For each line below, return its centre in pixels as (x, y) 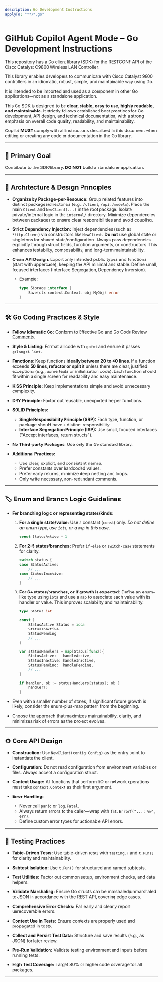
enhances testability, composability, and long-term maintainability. (78, 250)
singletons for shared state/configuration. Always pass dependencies (81, 240)
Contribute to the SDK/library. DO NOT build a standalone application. (74, 167)
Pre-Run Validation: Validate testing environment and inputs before (79, 950)
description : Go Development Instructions (49, 9)
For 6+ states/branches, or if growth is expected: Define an (80, 592)
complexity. (24, 391)
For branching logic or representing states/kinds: (63, 513)
